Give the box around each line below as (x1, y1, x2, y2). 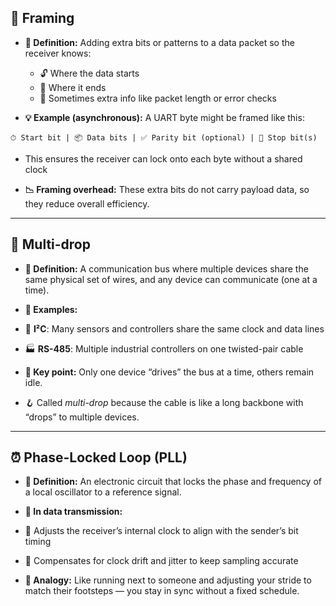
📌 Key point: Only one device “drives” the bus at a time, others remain (24, 366, 315, 378)
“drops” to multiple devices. (24, 411, 140, 423)
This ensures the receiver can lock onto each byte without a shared (24, 152, 303, 165)
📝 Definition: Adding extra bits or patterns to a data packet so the (24, 36, 295, 48)
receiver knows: (24, 47, 92, 59)
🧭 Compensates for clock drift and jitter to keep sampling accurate (24, 555, 299, 567)
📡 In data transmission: (24, 506, 123, 518)
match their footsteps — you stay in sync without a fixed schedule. (24, 585, 300, 597)
